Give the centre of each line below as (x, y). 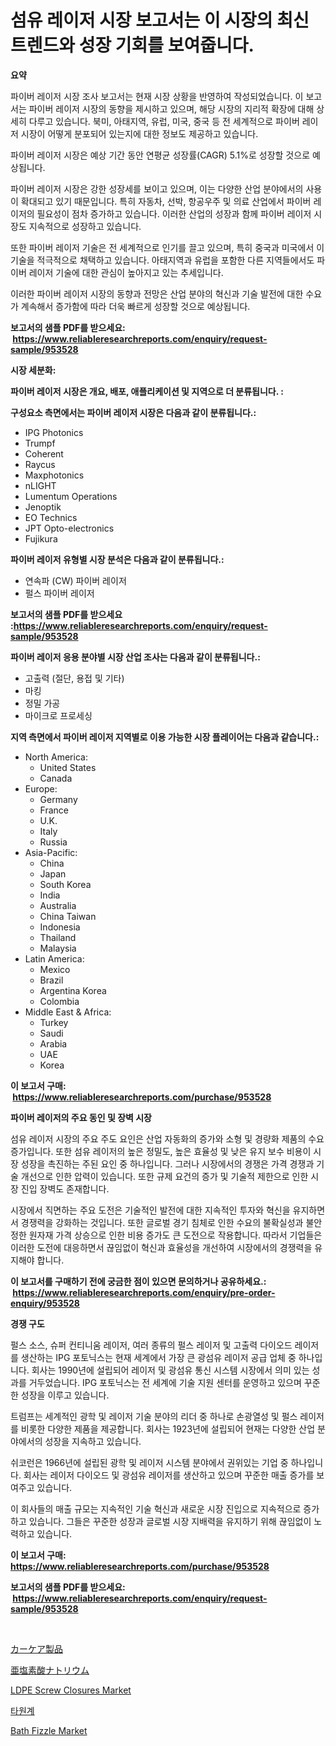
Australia (58, 905)
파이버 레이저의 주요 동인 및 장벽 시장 (81, 1117)
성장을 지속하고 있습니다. (93, 1441)
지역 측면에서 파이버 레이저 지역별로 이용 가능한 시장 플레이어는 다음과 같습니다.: (165, 737)
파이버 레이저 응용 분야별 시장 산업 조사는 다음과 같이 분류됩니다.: (135, 657)
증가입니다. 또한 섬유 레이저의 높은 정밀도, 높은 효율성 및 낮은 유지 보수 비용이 (161, 1151)
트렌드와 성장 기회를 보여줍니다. (132, 45)
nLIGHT (40, 485)
